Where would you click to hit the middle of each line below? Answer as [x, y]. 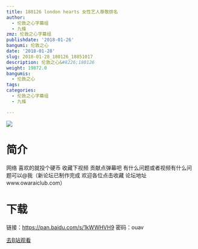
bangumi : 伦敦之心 [28, 46]
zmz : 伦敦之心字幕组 [29, 34]
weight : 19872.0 [27, 68]
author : [16, 17]
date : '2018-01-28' [31, 51]
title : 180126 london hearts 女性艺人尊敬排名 [62, 12]
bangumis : [19, 74]
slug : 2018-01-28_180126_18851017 [50, 57]
